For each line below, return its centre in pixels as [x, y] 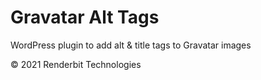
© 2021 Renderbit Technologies [76, 64]
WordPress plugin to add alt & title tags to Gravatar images [131, 45]
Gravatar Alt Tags [85, 17]
